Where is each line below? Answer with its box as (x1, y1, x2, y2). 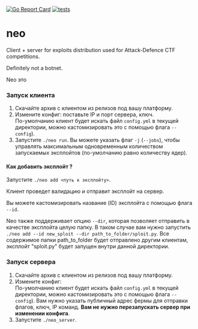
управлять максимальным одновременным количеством (14, 143, 163, 150)
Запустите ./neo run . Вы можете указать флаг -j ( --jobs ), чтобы (14, 137, 180, 144)
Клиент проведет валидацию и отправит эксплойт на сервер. (6, 188, 164, 195)
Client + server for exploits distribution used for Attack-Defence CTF (6, 46, 176, 53)
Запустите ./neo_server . (14, 316, 77, 323)
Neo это (6, 76, 27, 83)
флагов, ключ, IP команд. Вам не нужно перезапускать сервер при (14, 303, 191, 310)
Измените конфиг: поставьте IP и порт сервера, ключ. (14, 111, 154, 118)
